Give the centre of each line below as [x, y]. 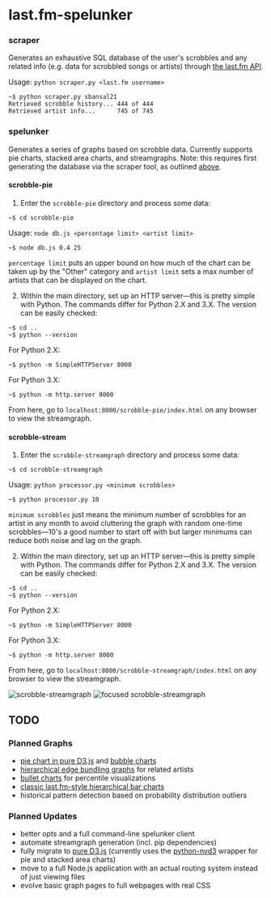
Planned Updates [43, 816]
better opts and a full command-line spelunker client [108, 834]
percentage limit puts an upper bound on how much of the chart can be [129, 263]
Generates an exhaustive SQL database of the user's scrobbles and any [128, 58]
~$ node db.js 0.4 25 [45, 248]
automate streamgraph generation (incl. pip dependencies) [118, 842]
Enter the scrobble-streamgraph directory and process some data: [130, 455]
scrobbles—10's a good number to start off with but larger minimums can [130, 532]
